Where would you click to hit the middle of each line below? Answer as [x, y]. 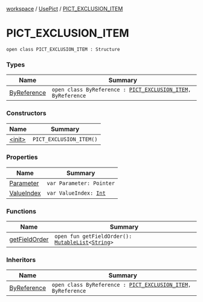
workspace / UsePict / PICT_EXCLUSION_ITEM [65, 9]
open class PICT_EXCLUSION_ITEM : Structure [63, 49]
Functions [21, 211]
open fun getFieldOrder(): [93, 237]
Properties [22, 157]
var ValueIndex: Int [76, 193]
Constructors [26, 113]
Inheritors [21, 260]
